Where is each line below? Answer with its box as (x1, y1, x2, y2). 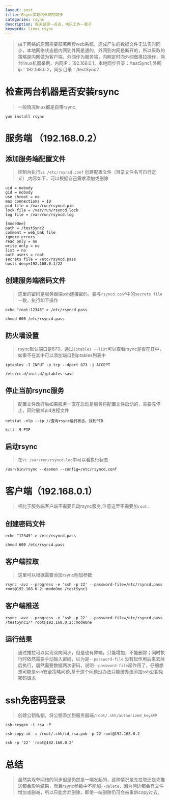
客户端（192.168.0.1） (5, 485, 98, 497)
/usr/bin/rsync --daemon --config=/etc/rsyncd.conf (5, 467, 117, 472)
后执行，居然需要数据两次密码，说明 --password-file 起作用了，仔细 (17, 662, 159, 668)
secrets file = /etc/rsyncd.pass (5, 257, 76, 262)
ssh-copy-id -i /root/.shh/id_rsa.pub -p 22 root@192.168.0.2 (5, 731, 140, 736)
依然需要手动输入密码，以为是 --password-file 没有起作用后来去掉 (26, 655, 165, 662)
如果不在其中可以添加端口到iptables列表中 (17, 352, 106, 358)
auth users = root (5, 253, 44, 258)
